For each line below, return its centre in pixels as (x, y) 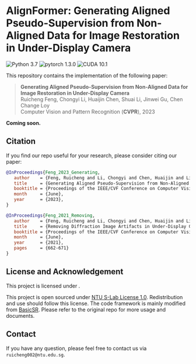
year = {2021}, (39, 243)
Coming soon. (23, 123)
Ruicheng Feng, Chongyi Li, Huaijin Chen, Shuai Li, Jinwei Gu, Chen (101, 99)
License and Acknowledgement (65, 272)
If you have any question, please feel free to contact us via (76, 348)
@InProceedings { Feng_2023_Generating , (53, 172)
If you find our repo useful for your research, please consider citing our (92, 155)
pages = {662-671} (41, 248)
